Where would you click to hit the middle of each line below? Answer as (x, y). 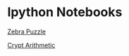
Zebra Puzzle (26, 31)
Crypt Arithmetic (31, 45)
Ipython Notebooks (65, 12)
